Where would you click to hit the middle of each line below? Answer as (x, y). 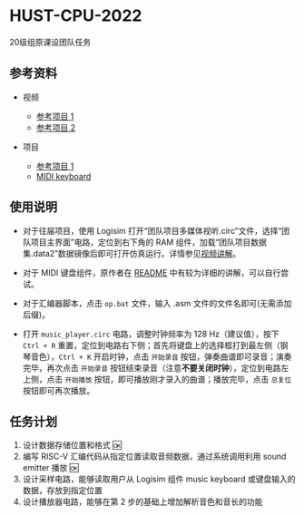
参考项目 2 (56, 127)
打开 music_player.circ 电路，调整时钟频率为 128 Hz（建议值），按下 (151, 334)
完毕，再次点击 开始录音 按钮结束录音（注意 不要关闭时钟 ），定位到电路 (152, 367)
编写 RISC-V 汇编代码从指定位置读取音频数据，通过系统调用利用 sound (154, 457)
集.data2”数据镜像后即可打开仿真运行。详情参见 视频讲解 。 (132, 253)
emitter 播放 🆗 (50, 468)
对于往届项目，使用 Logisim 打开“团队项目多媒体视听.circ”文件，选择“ (152, 230)
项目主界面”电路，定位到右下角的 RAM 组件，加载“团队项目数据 (149, 242)
